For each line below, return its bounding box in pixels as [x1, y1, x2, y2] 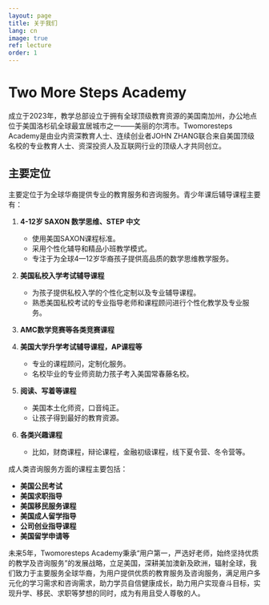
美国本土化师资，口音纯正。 [31, 402, 124, 413]
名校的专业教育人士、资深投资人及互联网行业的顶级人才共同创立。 [8, 141, 226, 151]
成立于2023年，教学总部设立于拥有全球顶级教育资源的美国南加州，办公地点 [8, 111, 258, 120]
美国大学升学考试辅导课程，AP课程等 [19, 341, 143, 351]
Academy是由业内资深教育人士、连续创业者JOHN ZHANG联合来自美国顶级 [8, 131, 255, 140]
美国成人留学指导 [19, 510, 77, 521]
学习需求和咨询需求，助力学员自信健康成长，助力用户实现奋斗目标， [29, 578, 254, 587]
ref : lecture [8, 42, 52, 50]
